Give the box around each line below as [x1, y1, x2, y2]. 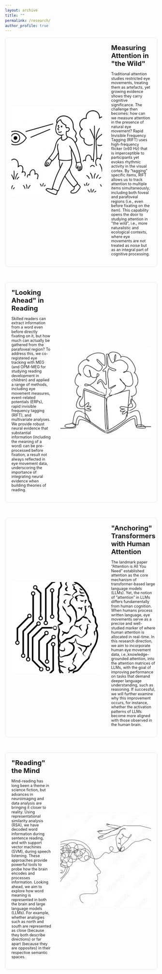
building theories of [11, 483, 46, 488]
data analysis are [11, 801, 42, 806]
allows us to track [111, 177, 143, 182]
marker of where [125, 625, 156, 631]
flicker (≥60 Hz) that [111, 146, 147, 152]
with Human [111, 539, 150, 548]
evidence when [11, 478, 39, 483]
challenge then [111, 107, 138, 112]
